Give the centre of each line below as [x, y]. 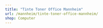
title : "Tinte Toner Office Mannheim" [44, 9]
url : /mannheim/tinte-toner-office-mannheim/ [51, 14]
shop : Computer [20, 18]
